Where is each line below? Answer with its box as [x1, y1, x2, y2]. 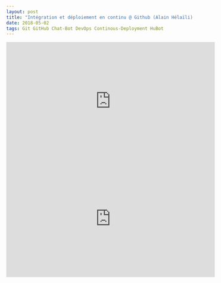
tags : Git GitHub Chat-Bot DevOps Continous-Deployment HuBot [6, 25, 164, 32]
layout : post [6, 8, 39, 15]
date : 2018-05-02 [6, 20, 49, 26]
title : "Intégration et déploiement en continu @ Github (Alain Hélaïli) [6, 14, 194, 20]
